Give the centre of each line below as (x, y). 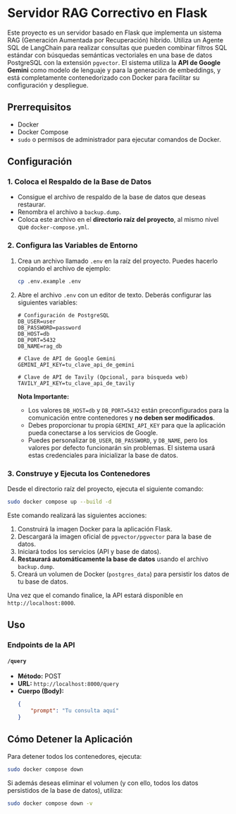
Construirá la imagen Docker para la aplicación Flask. (95, 529)
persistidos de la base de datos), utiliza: (65, 790)
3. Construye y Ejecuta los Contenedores (79, 473)
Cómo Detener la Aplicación (70, 739)
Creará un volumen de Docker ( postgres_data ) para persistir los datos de (123, 574)
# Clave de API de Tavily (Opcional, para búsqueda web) (103, 377)
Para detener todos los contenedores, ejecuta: (75, 756)
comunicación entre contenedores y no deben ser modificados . (121, 418)
